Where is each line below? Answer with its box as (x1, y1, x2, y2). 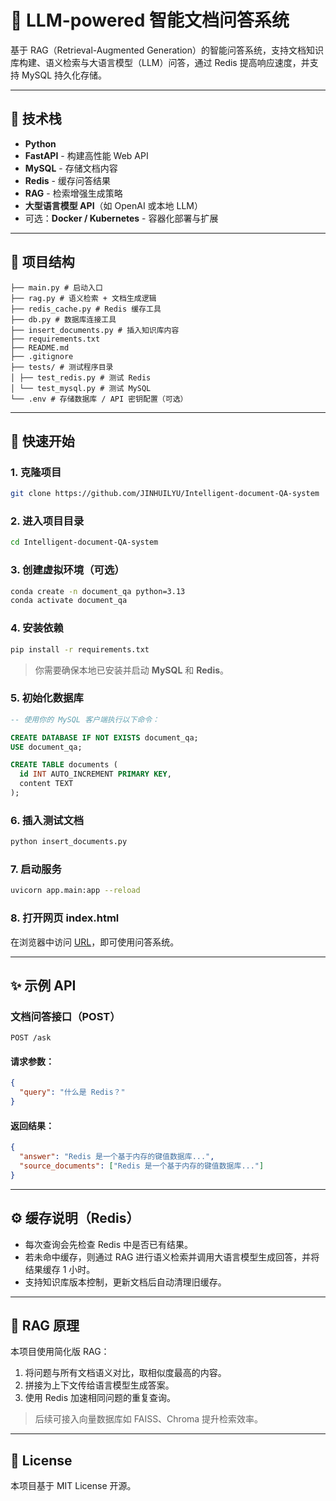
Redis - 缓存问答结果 (24, 174, 111, 186)
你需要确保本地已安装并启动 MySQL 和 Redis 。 (34, 664, 230, 676)
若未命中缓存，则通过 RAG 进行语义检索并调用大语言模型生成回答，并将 (24, 1251, 320, 1263)
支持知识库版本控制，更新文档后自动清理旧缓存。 (24, 1276, 227, 1288)
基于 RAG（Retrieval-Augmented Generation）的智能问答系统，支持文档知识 (10, 44, 324, 56)
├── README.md (10, 342, 70, 353)
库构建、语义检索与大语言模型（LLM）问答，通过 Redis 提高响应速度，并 (10, 56, 310, 68)
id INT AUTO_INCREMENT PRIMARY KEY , (19, 769, 172, 780)
